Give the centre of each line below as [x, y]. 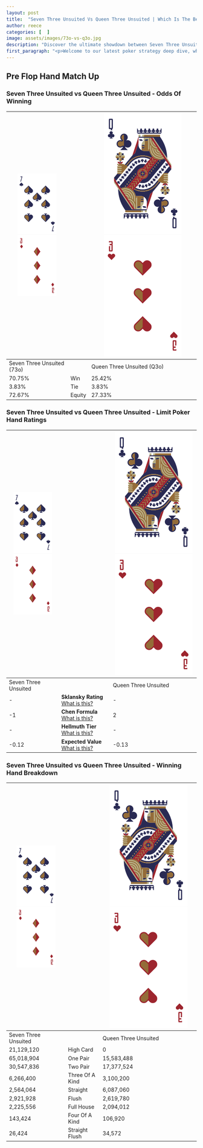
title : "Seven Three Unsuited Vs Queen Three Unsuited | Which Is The [98, 19]
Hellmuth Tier [79, 727]
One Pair [79, 1058]
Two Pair [79, 1066]
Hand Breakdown [32, 773]
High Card [81, 1050]
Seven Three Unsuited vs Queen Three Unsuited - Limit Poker [98, 412]
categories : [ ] [28, 32]
